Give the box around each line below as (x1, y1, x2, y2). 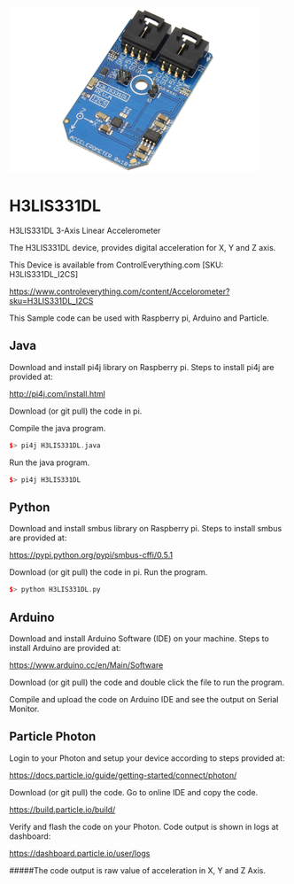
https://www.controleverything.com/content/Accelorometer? (9, 286, 230, 297)
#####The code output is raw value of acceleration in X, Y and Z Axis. (9, 865, 266, 875)
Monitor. (9, 703, 40, 714)
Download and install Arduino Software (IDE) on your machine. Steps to (9, 633, 270, 644)
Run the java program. (9, 457, 90, 468)
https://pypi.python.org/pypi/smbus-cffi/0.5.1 (9, 550, 174, 561)
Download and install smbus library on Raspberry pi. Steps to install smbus (9, 523, 282, 534)
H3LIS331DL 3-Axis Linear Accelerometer (9, 225, 161, 236)
